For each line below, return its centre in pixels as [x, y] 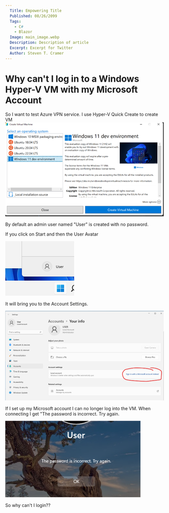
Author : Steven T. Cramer [37, 53]
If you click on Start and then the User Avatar [52, 234]
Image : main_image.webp [34, 37]
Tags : [16, 21]
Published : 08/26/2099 [33, 16]
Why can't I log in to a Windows [72, 79]
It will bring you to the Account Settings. [47, 304]
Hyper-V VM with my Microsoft [72, 90]
